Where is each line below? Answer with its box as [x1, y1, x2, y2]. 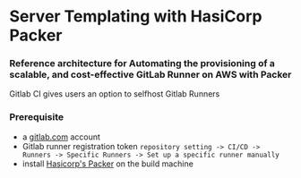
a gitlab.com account [21, 131, 101, 142]
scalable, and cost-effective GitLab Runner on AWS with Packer [9, 69, 292, 81]
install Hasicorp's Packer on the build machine [21, 158, 194, 169]
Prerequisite [9, 111, 64, 123]
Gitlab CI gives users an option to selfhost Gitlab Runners [9, 89, 220, 99]
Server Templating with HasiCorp [9, 6, 262, 27]
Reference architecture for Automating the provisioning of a [9, 57, 276, 70]
